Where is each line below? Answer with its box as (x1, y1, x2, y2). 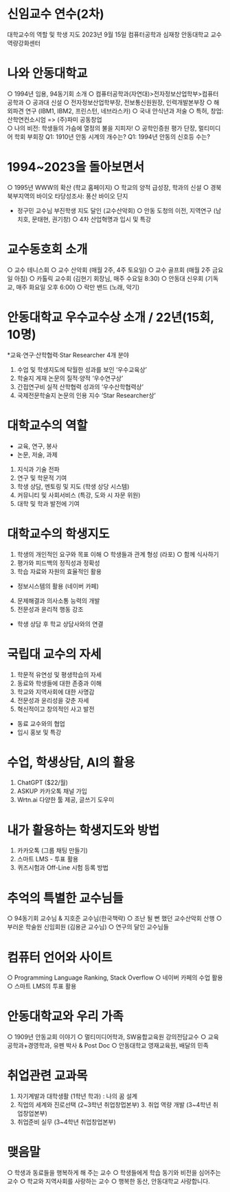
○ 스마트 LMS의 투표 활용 (7, 982, 77, 991)
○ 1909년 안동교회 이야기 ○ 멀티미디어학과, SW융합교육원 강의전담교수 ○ (7, 1033, 207, 1041)
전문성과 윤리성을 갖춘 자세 (16, 696, 89, 705)
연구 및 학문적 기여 (16, 474, 67, 482)
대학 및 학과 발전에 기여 (16, 499, 80, 507)
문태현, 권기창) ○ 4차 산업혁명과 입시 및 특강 (32, 214, 152, 223)
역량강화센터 (7, 38, 41, 47)
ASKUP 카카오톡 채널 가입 (16, 787, 88, 795)
